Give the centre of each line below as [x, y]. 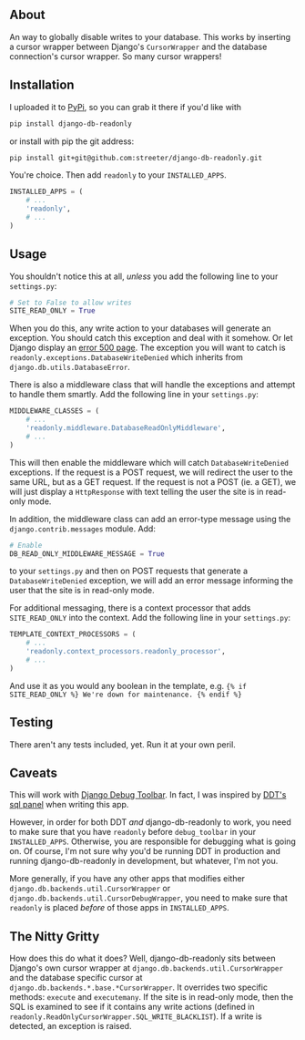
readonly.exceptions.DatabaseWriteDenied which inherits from [127, 357]
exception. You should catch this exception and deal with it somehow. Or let [151, 338]
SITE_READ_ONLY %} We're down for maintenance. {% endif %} [126, 695]
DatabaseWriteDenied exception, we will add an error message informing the [152, 581]
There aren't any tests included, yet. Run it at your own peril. [123, 744]
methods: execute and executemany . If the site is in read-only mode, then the [152, 997]
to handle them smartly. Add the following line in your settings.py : [134, 395]
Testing [31, 722]
